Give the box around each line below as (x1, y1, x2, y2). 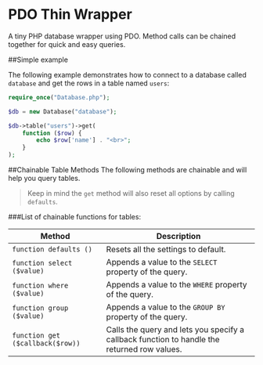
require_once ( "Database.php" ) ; (8, 93, 110, 101)
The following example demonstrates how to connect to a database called (8, 70, 247, 79)
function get (12, 331, 61, 340)
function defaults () (12, 245, 92, 254)
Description (156, 231, 201, 242)
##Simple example (8, 55, 69, 64)
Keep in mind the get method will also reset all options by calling (27, 189, 235, 198)
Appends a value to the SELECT (106, 257, 218, 268)
